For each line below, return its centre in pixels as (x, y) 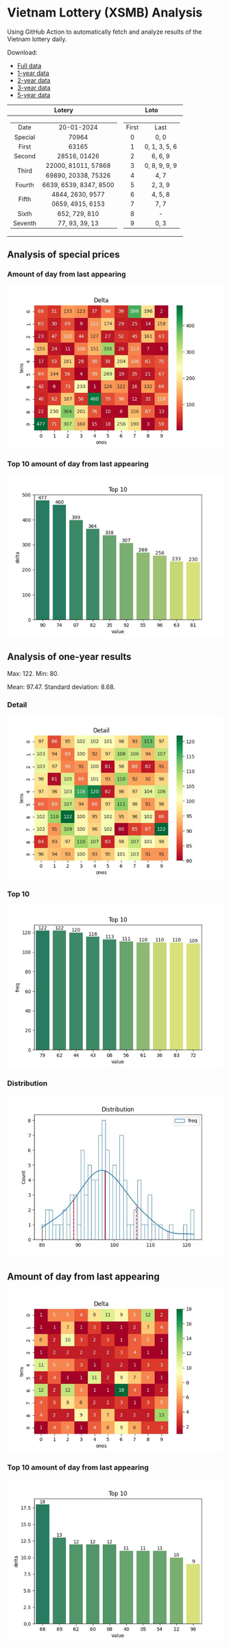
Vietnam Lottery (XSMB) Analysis (105, 13)
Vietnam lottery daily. (37, 39)
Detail (17, 705)
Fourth (25, 184)
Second (25, 156)
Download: (22, 52)
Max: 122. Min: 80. (33, 673)
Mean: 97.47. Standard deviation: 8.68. (61, 687)
